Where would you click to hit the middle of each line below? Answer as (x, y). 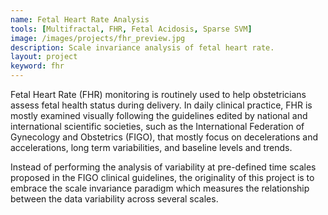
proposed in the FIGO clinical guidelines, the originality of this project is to (162, 177)
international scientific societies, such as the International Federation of (157, 126)
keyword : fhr (37, 66)
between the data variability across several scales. (114, 199)
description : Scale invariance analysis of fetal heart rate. (142, 47)
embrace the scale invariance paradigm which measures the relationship (160, 188)
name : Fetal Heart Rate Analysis (80, 19)
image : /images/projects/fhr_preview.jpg (98, 38)
